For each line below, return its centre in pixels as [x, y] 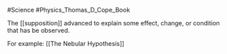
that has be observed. [39, 30]
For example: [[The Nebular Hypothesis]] [66, 43]
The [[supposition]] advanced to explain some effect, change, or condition [113, 23]
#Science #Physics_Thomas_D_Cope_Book [69, 10]
